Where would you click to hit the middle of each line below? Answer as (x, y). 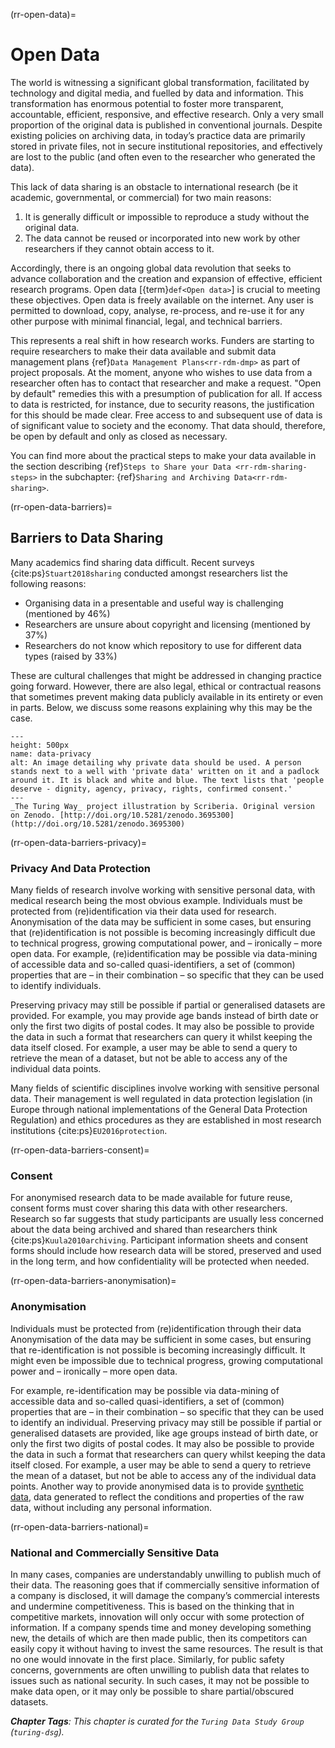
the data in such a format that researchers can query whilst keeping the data (168, 1454)
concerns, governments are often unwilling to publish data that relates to (160, 1670)
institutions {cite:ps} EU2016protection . (89, 1131)
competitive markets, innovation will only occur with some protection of (157, 1616)
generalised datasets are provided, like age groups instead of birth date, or (164, 1433)
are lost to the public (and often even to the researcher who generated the (163, 156)
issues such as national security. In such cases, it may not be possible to (160, 1680)
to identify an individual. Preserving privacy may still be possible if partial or (166, 1422)
